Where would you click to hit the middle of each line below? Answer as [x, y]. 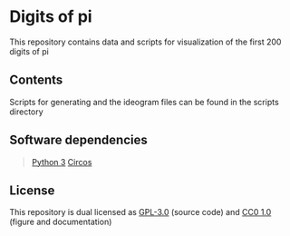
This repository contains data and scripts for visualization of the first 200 [145, 42]
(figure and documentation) [61, 222]
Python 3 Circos [62, 162]
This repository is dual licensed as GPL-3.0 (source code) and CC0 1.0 [140, 212]
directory [26, 112]
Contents [36, 80]
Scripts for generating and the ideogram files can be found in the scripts [144, 102]
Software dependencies [78, 140]
